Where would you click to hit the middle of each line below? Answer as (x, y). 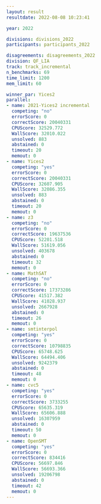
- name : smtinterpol (32, 329)
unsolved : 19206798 (36, 475)
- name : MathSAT (26, 273)
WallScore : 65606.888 (39, 413)
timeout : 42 (27, 486)
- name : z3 (20, 217)
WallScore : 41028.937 (39, 301)
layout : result (25, 12)
